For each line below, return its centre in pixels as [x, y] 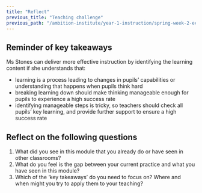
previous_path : [25, 23]
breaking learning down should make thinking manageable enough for [102, 93]
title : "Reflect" [28, 12]
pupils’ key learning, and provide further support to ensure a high [96, 112]
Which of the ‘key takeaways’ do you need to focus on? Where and [98, 177]
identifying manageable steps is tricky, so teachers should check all [99, 105]
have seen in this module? [47, 171]
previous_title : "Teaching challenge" [55, 17]
